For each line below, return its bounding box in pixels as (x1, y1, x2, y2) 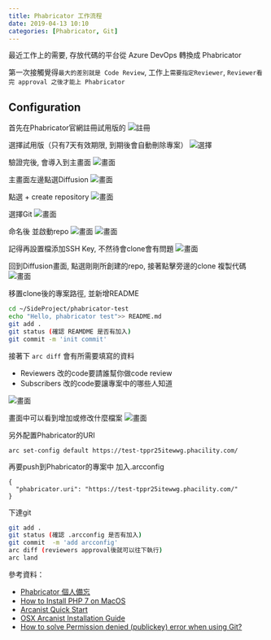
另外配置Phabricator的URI (8, 430, 95, 440)
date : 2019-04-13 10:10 (8, 20, 90, 28)
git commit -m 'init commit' (8, 335, 107, 343)
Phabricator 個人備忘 (20, 586, 91, 596)
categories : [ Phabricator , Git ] (8, 27, 118, 35)
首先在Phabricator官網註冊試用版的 (8, 123, 126, 133)
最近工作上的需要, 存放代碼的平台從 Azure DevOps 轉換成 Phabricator (8, 50, 242, 60)
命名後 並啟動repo (8, 227, 69, 237)
